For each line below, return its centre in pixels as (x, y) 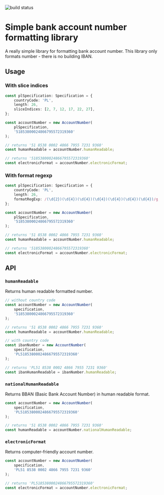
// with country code (27, 341)
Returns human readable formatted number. (49, 291)
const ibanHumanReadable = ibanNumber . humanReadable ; (61, 372)
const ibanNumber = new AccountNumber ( (46, 345)
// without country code (30, 300)
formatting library (42, 38)
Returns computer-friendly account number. (49, 452)
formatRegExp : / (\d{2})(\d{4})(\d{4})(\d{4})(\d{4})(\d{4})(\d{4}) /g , (87, 199)
